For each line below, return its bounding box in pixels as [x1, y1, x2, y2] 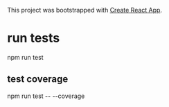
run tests [7, 31, 60, 46]
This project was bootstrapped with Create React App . [7, 6, 163, 14]
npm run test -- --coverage [7, 92, 85, 100]
